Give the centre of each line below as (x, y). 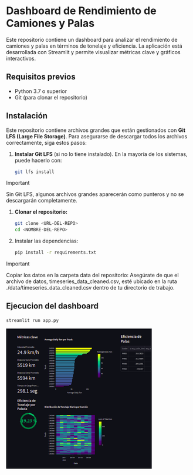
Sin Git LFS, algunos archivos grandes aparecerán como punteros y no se (95, 194)
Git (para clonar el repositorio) (51, 97)
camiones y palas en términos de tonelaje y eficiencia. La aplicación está (94, 46)
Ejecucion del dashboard (52, 306)
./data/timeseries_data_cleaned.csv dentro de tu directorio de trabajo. (90, 288)
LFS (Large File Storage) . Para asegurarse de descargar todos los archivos (97, 136)
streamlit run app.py (33, 320)
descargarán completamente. (42, 201)
